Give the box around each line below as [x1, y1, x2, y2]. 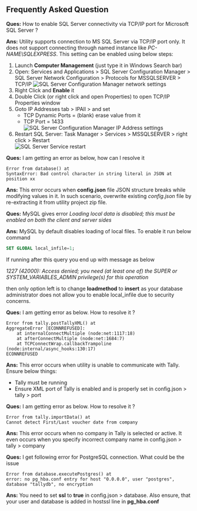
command [6, 234, 31, 241]
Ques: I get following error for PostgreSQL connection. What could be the [6, 453, 185, 460]
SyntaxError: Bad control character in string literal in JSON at [6, 170, 172, 177]
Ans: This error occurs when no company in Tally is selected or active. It [6, 429, 182, 436]
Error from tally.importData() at [6, 414, 91, 420]
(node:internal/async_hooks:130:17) [6, 346, 96, 352]
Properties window [14, 99, 61, 106]
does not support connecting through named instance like [6, 44, 147, 51]
